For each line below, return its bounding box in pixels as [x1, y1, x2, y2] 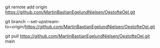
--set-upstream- [26, 19, 60, 24]
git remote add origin [5, 4, 47, 10]
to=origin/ [5, 24, 25, 30]
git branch [5, 19, 26, 24]
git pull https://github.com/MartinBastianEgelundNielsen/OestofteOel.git [5, 33, 150, 39]
